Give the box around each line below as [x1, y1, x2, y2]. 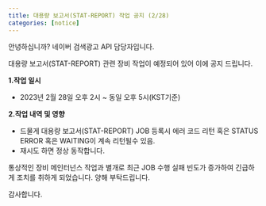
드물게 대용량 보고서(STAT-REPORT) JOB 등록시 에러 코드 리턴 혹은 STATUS [19, 126, 259, 135]
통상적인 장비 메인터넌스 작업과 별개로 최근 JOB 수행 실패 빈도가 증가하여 [8, 162, 234, 172]
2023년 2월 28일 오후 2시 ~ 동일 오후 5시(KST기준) [19, 92, 181, 101]
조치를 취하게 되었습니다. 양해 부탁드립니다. [16, 172, 151, 182]
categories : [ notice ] [8, 19, 80, 27]
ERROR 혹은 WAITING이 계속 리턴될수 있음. [19, 135, 156, 145]
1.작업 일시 [8, 75, 41, 85]
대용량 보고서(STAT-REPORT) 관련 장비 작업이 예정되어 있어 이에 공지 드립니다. [8, 59, 253, 68]
